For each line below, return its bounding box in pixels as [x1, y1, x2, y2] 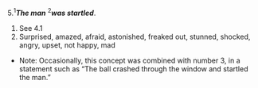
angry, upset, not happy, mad [18, 40, 116, 50]
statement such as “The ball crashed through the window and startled [18, 63, 248, 74]
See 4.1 [18, 23, 43, 33]
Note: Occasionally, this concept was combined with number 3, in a [18, 55, 240, 65]
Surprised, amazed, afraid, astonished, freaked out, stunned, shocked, [18, 32, 251, 41]
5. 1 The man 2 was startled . [7, 7, 96, 17]
